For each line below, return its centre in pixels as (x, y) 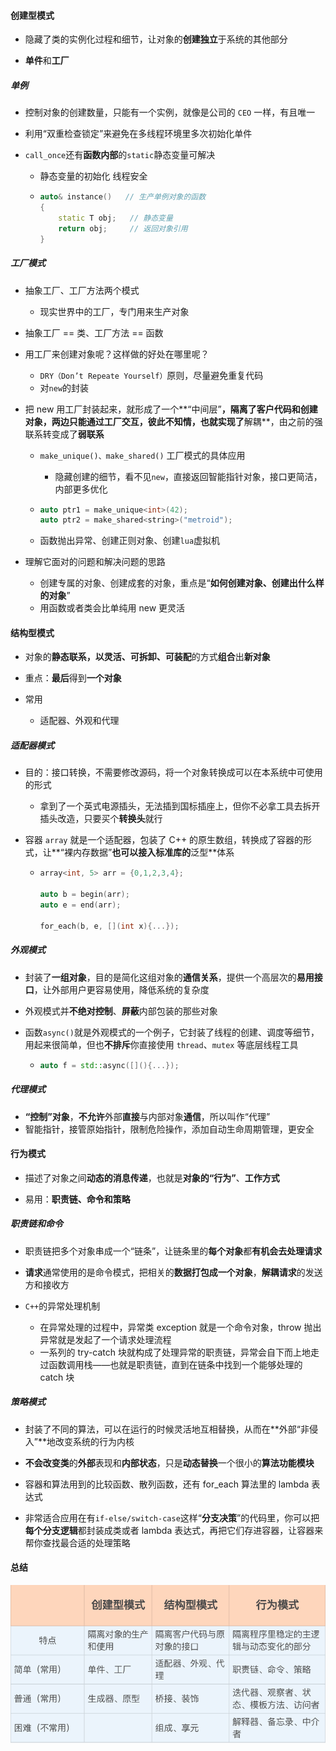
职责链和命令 (36, 1224)
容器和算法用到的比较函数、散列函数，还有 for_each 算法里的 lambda (167, 1484)
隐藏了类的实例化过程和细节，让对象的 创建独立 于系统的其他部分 (156, 39)
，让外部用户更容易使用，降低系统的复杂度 (121, 989)
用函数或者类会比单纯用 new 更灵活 (112, 608)
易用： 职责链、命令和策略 (77, 1199)
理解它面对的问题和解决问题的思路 (95, 562)
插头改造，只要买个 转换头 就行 (101, 819)
